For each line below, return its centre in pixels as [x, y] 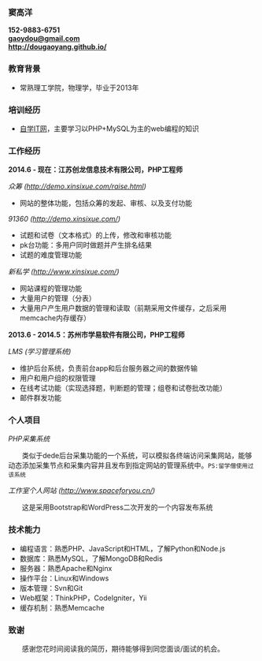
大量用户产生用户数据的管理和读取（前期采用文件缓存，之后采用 [123, 308]
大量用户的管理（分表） [57, 298]
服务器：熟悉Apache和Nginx [66, 568]
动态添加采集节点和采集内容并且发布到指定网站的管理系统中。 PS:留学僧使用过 [131, 465]
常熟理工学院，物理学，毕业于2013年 [79, 88]
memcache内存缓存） [55, 318]
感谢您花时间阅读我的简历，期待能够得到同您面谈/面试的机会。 [123, 649]
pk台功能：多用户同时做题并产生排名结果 [86, 245]
